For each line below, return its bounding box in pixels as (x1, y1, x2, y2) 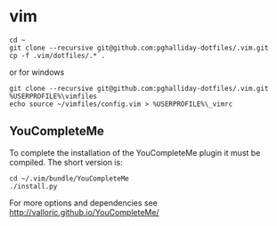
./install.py (9, 182, 58, 190)
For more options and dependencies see (9, 198, 159, 208)
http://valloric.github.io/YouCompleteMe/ (9, 206, 159, 217)
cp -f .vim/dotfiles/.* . (9, 51, 105, 60)
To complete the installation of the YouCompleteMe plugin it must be (9, 147, 261, 157)
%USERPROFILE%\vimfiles (9, 92, 98, 101)
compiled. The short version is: (9, 157, 123, 167)
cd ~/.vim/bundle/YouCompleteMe (9, 174, 129, 183)
